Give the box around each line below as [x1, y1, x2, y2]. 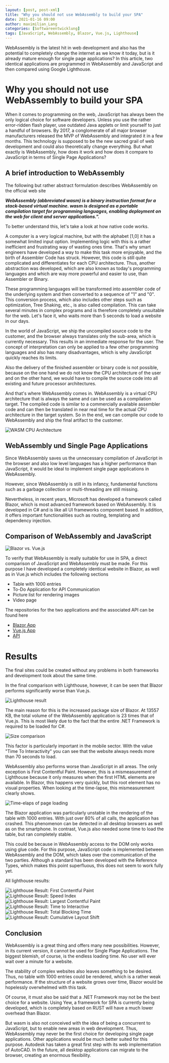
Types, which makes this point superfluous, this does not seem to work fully [5, 863, 163, 869]
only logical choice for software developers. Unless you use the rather [5, 117, 151, 123]
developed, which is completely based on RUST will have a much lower [5, 1005, 153, 1011]
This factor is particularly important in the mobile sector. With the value [5, 743, 153, 749]
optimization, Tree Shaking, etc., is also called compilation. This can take [5, 301, 156, 308]
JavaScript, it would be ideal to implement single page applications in [5, 466, 149, 472]
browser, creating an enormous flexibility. [5, 1052, 92, 1058]
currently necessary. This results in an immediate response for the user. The [5, 338, 164, 344]
